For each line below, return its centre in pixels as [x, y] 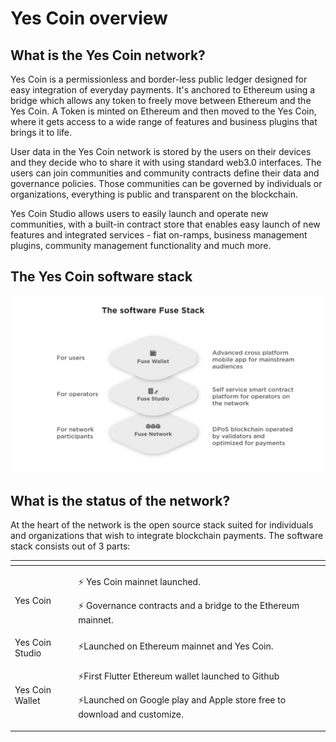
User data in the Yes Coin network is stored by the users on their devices [161, 151]
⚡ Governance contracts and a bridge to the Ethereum [189, 605]
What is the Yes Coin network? [108, 55]
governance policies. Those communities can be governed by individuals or [166, 183]
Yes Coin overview [89, 18]
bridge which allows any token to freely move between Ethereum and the [161, 100]
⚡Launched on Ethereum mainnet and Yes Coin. [176, 646]
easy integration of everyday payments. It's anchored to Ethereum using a [163, 90]
